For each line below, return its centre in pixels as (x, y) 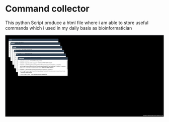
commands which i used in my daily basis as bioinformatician (69, 28)
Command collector (47, 9)
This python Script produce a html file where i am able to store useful (77, 23)
